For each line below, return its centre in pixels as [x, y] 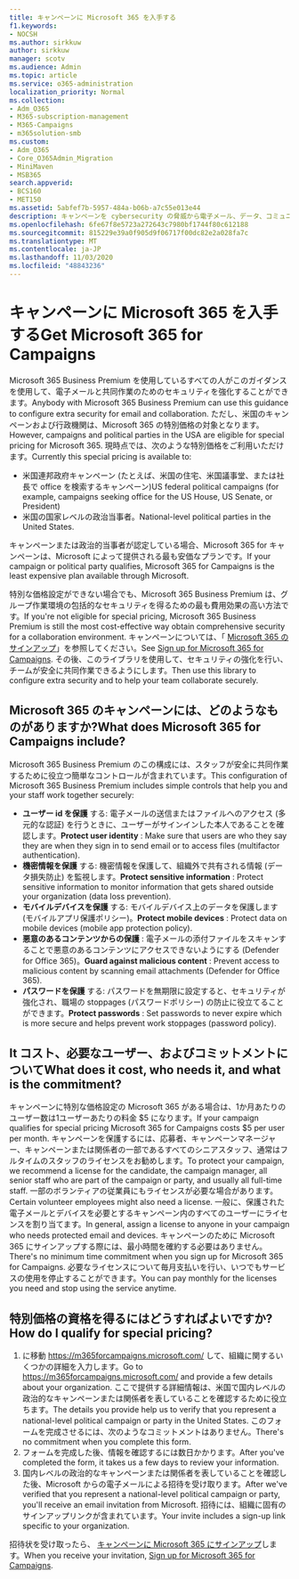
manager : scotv [37, 59]
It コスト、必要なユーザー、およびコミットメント [143, 1053]
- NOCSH [24, 34]
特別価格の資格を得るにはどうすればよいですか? [141, 1319]
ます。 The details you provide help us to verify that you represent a [153, 1410]
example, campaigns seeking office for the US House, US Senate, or [147, 496]
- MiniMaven [31, 167]
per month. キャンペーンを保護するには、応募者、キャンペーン [124, 1139]
